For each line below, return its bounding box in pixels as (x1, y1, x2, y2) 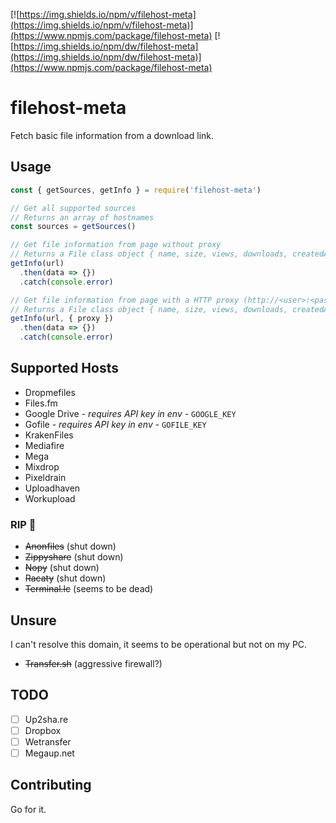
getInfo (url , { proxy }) (10, 314, 114, 324)
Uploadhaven (24, 482, 81, 494)
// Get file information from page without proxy (10, 240, 222, 250)
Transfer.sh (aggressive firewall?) (24, 657, 163, 669)
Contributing (10, 777, 92, 794)
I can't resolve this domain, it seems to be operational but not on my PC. (10, 638, 308, 650)
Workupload (24, 492, 76, 504)
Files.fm (24, 397, 58, 409)
